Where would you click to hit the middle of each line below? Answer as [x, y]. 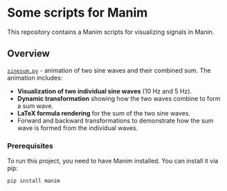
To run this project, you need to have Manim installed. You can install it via [113, 161]
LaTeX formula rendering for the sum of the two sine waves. [104, 113]
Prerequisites [30, 145]
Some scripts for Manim [78, 13]
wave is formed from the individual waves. [78, 128]
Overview [29, 54]
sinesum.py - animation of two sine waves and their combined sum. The [109, 70]
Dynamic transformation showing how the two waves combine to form [119, 98]
